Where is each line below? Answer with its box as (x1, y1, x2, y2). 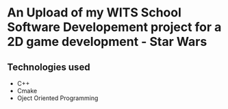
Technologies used (7, 61, 90, 73)
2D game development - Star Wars (7, 34, 207, 49)
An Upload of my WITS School (7, 5, 181, 21)
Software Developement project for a (7, 19, 222, 35)
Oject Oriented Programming (16, 94, 99, 102)
